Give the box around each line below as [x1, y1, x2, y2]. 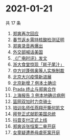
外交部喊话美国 [12, 49, 43, 55]
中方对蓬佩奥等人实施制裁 [12, 67, 65, 73]
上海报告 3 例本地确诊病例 [12, 92, 66, 98]
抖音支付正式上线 [12, 117, 47, 123]
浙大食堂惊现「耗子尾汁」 [12, 61, 65, 67]
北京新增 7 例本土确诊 [12, 80, 57, 86]
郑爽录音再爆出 [12, 43, 43, 48]
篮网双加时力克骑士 [12, 98, 52, 104]
